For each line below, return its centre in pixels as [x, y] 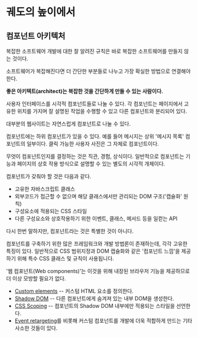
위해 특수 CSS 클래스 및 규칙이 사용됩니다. [65, 259]
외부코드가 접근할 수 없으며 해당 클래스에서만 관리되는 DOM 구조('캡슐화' [98, 196]
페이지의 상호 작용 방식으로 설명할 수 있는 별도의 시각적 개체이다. [91, 164]
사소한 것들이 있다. [36, 328]
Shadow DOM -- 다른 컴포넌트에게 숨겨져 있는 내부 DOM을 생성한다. [94, 299]
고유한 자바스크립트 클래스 [45, 189]
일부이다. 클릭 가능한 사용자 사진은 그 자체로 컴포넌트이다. [93, 144]
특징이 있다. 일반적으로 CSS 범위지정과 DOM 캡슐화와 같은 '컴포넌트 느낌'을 [93, 251]
